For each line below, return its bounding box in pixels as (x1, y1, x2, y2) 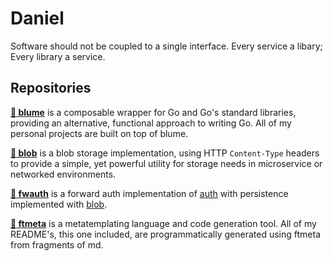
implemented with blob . (10, 198, 108, 210)
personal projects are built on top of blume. (10, 127, 189, 139)
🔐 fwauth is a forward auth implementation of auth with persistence (10, 187, 289, 199)
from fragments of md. (10, 238, 104, 251)
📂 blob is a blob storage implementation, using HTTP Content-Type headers (10, 147, 320, 159)
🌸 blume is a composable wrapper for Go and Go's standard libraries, (10, 106, 297, 118)
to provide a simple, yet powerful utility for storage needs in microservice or (10, 157, 323, 169)
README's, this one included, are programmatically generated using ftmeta (10, 228, 321, 240)
